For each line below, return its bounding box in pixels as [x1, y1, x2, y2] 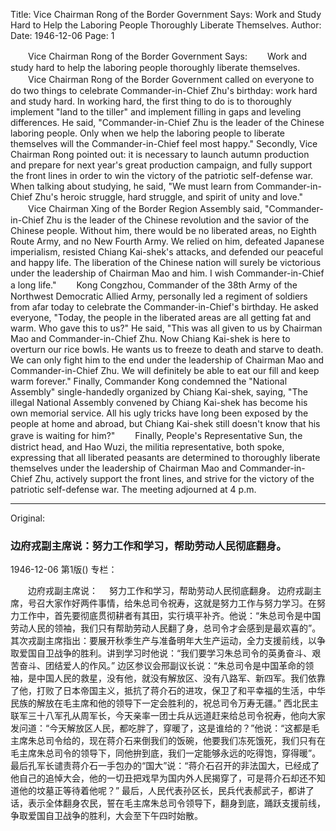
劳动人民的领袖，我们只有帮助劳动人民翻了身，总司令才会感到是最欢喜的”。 [10, 622, 322, 634]
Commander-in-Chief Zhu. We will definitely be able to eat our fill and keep [10, 365, 320, 376]
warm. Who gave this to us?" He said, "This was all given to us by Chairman [10, 322, 323, 334]
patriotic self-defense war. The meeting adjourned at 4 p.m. [10, 484, 257, 495]
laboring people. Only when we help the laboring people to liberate [10, 127, 286, 139]
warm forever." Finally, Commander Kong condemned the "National [10, 375, 288, 387]
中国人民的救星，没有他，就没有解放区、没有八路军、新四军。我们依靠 [36, 672, 326, 684]
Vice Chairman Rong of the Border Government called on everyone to [27, 74, 315, 85]
